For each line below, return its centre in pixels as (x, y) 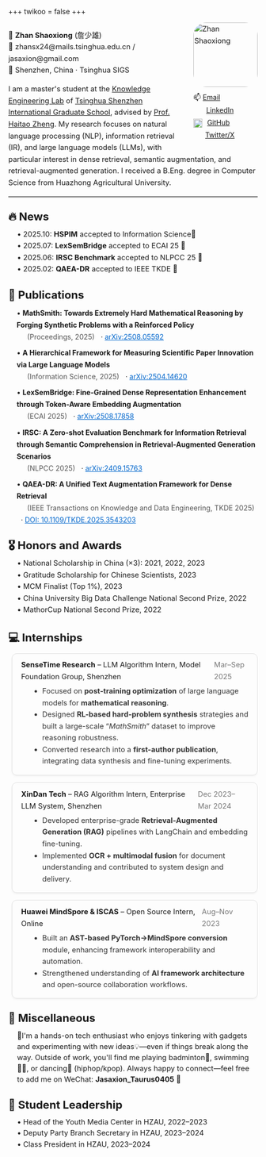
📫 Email (207, 98)
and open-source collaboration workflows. (115, 985)
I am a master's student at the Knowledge (80, 89)
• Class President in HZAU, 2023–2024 (84, 1144)
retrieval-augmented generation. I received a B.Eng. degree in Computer (132, 171)
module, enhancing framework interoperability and (129, 949)
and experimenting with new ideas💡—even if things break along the (133, 1047)
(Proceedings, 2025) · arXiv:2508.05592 (96, 336)
